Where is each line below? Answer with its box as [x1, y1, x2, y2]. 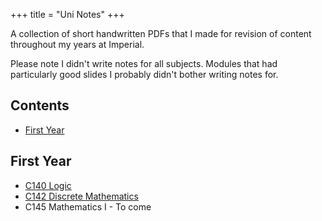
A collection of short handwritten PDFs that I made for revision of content [10, 28, 312, 39]
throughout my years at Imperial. [10, 39, 145, 50]
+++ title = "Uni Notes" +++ [10, 9, 125, 20]
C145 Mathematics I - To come [24, 200, 152, 213]
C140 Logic [24, 179, 72, 191]
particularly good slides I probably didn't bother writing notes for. [10, 69, 279, 80]
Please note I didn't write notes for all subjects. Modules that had [10, 58, 278, 69]
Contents [10, 97, 70, 114]
